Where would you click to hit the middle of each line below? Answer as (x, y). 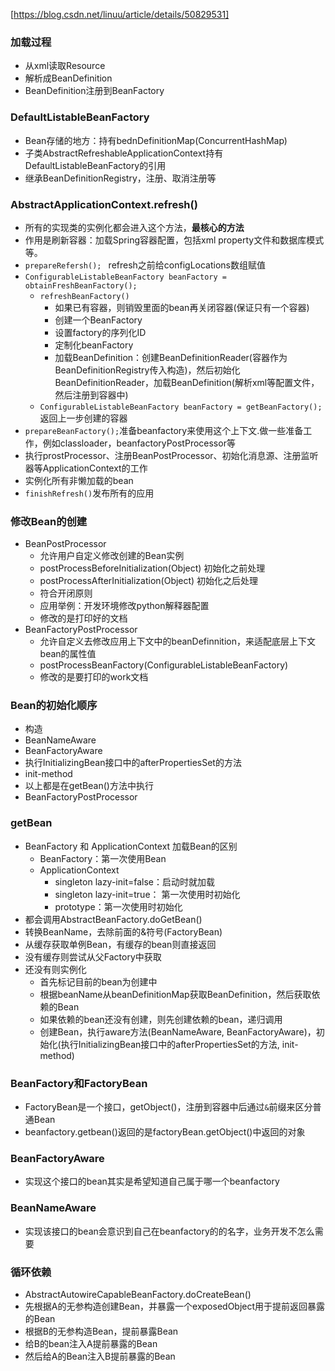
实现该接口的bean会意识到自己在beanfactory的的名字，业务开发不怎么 (169, 1231)
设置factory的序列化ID (100, 332)
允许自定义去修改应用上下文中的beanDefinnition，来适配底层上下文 (178, 641)
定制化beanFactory (94, 345)
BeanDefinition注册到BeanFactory (94, 91)
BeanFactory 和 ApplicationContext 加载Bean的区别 (131, 846)
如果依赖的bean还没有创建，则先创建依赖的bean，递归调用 (161, 1019)
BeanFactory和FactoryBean (79, 1083)
